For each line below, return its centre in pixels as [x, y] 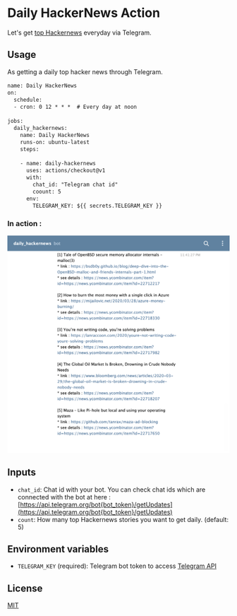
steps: [30, 149]
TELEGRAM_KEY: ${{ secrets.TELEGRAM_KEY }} [97, 206]
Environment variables [58, 549]
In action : [25, 223]
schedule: [28, 100]
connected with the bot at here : [64, 497]
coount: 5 [47, 191]
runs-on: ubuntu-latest [55, 142]
